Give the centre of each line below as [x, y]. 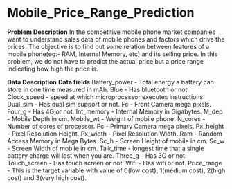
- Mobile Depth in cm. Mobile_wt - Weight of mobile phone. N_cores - [106, 118]
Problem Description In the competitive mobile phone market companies [111, 32]
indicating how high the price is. [53, 69]
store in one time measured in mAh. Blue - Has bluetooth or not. [98, 89]
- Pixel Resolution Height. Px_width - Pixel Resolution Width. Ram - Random [115, 134]
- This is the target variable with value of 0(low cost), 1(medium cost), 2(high [116, 170]
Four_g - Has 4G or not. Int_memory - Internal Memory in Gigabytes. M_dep [115, 111]
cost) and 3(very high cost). [47, 177]
